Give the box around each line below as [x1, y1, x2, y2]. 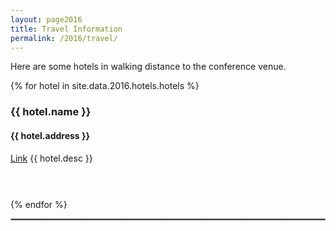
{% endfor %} [10, 198, 68, 210]
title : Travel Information [10, 24, 123, 34]
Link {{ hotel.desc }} [10, 152, 93, 164]
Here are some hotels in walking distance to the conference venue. [10, 61, 287, 73]
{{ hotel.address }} [10, 129, 91, 141]
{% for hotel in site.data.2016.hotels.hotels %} [10, 80, 200, 92]
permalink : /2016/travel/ [10, 33, 118, 43]
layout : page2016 [10, 14, 83, 25]
